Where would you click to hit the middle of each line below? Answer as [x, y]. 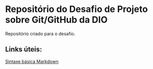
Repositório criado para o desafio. [40, 33]
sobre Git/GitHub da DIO [56, 20]
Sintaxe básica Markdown [32, 61]
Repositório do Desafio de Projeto [76, 9]
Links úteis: [24, 49]
